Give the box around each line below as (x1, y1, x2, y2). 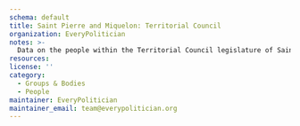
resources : (9, 54, 50, 63)
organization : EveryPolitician (9, 29, 126, 38)
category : (9, 71, 46, 80)
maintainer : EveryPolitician (9, 95, 118, 105)
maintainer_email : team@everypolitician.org (9, 104, 178, 113)
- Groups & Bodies (17, 79, 87, 88)
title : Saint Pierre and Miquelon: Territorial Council (9, 21, 221, 30)
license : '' (9, 63, 54, 72)
